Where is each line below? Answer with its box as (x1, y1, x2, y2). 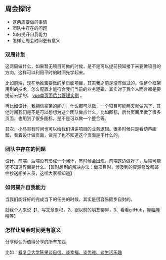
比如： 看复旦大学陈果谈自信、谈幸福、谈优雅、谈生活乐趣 (5, 250, 122, 255)
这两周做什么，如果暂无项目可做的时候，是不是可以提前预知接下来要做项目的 (5, 64, 161, 69)
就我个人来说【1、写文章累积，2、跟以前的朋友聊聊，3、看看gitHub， (5, 206, 147, 212)
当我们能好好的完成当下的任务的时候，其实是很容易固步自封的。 (5, 196, 135, 202)
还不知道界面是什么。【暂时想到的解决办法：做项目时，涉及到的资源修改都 (5, 164, 155, 170)
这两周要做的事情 (12, 19, 47, 25)
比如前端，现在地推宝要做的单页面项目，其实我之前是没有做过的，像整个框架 (5, 80, 161, 86)
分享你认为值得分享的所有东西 (5, 239, 66, 245)
